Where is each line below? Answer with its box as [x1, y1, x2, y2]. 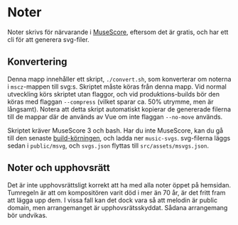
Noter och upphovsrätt [7, 162, 110, 174]
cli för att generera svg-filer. [7, 35, 90, 43]
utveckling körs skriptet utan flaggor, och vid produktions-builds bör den [7, 89, 220, 98]
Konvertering [7, 56, 67, 68]
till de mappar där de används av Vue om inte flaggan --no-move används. [7, 112, 223, 121]
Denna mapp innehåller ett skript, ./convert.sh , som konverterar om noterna [7, 75, 232, 83]
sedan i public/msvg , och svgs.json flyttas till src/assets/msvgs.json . [7, 141, 210, 150]
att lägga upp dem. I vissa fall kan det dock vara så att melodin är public [7, 196, 218, 204]
